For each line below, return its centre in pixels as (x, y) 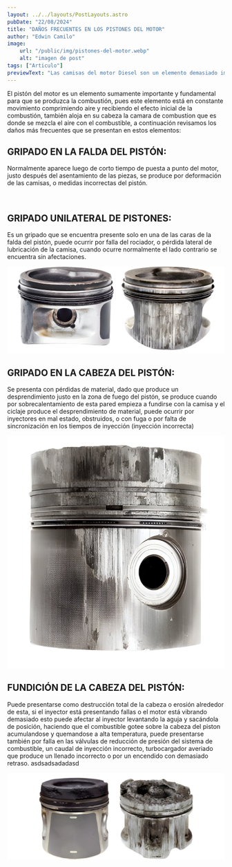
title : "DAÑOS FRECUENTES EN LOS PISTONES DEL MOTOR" (86, 29)
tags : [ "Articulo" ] (35, 66)
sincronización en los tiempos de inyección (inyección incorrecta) (101, 426)
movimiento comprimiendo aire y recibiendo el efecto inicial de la (100, 108)
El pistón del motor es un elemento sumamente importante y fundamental (112, 93)
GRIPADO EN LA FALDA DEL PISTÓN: (87, 152)
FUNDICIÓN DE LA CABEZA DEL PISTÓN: (96, 688)
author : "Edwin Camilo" (41, 37)
